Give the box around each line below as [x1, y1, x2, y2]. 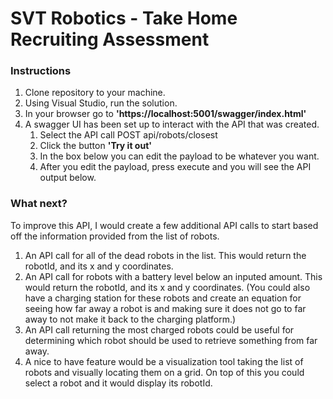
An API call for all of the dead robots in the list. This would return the [24, 249, 307, 261]
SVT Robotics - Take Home [10, 7, 238, 30]
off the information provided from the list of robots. [10, 230, 220, 242]
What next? [10, 197, 68, 211]
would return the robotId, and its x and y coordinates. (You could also [24, 281, 311, 293]
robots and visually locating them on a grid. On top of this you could [24, 366, 305, 378]
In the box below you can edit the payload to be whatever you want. [39, 150, 320, 162]
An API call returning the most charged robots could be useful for [24, 323, 295, 336]
